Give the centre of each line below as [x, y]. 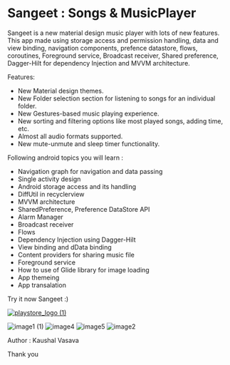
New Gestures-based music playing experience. [88, 113]
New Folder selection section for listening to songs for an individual [116, 98]
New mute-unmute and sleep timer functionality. [89, 143]
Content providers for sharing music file [76, 255]
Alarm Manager [41, 217]
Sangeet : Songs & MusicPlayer [102, 13]
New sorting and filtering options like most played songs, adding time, [120, 121]
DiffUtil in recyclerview [51, 194]
